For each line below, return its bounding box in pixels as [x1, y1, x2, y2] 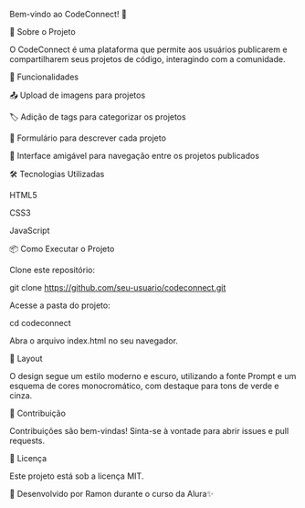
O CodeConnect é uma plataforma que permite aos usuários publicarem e [9, 44, 288, 55]
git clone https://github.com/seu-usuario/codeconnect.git [9, 282, 226, 292]
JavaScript [9, 225, 50, 236]
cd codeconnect [9, 318, 71, 328]
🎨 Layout [9, 353, 43, 364]
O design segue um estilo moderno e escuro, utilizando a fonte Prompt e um [9, 371, 297, 381]
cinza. [9, 390, 33, 401]
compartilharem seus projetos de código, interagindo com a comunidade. [9, 54, 286, 64]
